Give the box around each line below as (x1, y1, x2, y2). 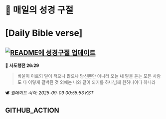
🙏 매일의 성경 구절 (5, 4, 74, 16)
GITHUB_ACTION (5, 106, 60, 115)
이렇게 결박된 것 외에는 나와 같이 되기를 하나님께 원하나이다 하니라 (28, 79, 156, 85)
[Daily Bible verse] (5, 28, 83, 39)
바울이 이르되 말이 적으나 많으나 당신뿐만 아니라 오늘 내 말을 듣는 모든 (17, 73, 152, 79)
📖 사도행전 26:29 (5, 62, 39, 68)
